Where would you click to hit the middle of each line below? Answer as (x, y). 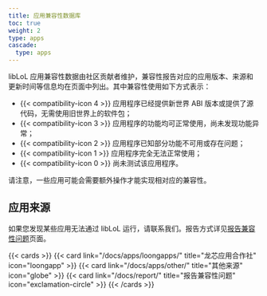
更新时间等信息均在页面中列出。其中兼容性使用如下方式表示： (110, 86)
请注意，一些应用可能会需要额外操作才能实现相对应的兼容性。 (110, 180)
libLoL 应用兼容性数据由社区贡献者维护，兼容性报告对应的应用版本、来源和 (131, 76)
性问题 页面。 (29, 238)
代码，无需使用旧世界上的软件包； (76, 113)
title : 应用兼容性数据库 (45, 16)
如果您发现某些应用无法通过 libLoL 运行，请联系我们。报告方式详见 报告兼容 (132, 228)
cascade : (23, 45)
